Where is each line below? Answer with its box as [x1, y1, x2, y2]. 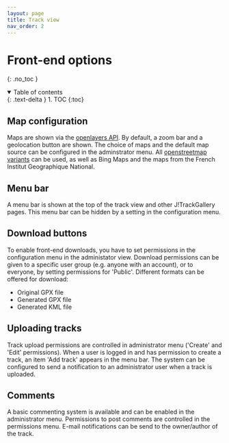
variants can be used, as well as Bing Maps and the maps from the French [7, 155, 215, 164]
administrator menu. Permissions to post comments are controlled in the [7, 415, 211, 423]
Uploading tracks [7, 322, 82, 334]
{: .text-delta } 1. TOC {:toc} [7, 95, 84, 103]
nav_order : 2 [7, 23, 44, 29]
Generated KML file [16, 303, 72, 311]
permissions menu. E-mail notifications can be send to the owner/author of [7, 422, 218, 431]
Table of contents [13, 88, 63, 97]
